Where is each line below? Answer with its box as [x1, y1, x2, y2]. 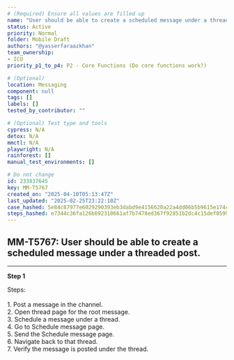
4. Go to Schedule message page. [7, 322, 104, 331]
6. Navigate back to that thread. [7, 337, 98, 345]
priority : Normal [7, 29, 58, 37]
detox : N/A [7, 133, 39, 140]
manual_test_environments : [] [7, 158, 95, 166]
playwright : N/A [7, 146, 54, 153]
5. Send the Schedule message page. [7, 329, 115, 338]
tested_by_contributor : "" [7, 107, 86, 114]
